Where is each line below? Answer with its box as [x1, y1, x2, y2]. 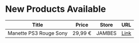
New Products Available [5, 3, 106, 15]
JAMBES [96, 30, 117, 37]
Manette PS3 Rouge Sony [7, 30, 68, 37]
